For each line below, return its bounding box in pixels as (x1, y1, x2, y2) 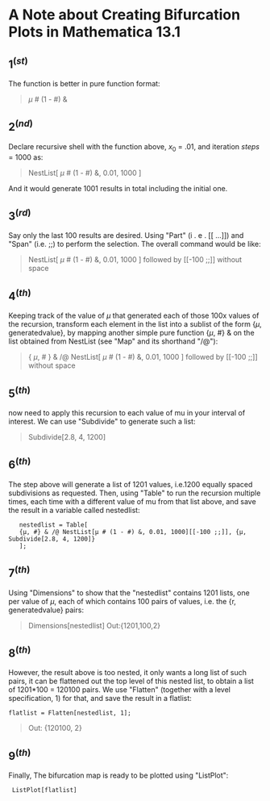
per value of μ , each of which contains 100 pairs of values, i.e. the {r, (8, 596, 236, 606)
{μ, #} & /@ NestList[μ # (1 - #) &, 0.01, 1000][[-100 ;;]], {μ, (19, 528, 247, 536)
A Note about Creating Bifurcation (8, 6, 240, 24)
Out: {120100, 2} (27, 724, 82, 733)
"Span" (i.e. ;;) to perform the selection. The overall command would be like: (8, 240, 261, 249)
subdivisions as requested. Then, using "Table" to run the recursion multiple (8, 488, 261, 498)
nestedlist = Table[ (19, 520, 89, 529)
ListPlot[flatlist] (11, 786, 78, 795)
